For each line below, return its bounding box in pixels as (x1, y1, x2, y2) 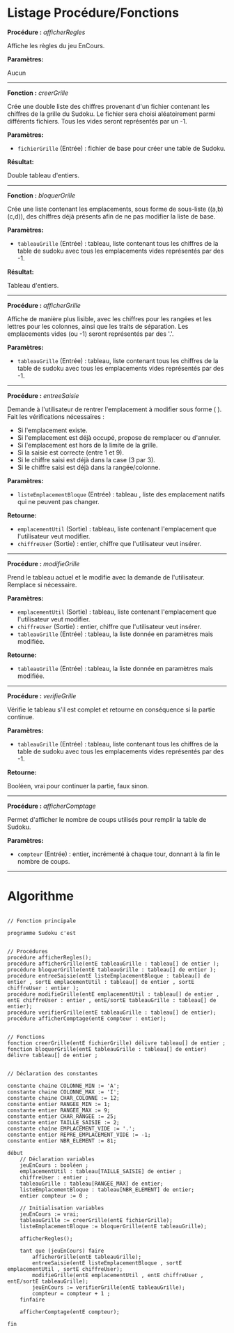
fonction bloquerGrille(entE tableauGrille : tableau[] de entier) (7, 1045, 208, 1052)
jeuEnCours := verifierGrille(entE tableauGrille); (32, 1283, 186, 1291)
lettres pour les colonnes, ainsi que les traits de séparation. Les (7, 322, 189, 330)
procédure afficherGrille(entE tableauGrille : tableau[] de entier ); (7, 960, 219, 967)
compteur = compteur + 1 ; (32, 1290, 111, 1297)
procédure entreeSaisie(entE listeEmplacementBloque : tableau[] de (7, 972, 210, 979)
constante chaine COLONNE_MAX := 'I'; (7, 1088, 120, 1096)
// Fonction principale (7, 917, 77, 925)
